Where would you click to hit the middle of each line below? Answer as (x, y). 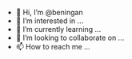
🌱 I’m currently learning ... (58, 29)
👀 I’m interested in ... (50, 21)
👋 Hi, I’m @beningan (49, 12)
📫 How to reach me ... (53, 47)
